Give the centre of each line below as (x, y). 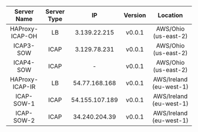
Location (170, 15)
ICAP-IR (24, 87)
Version (135, 15)
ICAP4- (24, 62)
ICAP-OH (24, 36)
